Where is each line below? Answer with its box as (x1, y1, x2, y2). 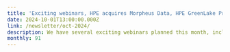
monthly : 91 (7, 35, 41, 42)
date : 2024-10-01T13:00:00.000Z (7, 16, 99, 23)
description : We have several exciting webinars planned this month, (7, 28, 210, 36)
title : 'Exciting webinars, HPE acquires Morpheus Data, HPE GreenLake (7, 9, 216, 17)
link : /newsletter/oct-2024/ (7, 22, 90, 29)
